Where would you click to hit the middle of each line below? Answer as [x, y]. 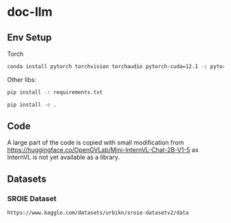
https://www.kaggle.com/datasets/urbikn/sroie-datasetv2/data [98, 213]
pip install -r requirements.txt [55, 92]
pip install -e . [32, 105]
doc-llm [30, 12]
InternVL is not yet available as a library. [64, 157]
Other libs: [22, 79]
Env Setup [30, 38]
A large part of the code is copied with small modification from [96, 142]
